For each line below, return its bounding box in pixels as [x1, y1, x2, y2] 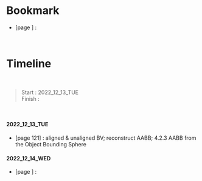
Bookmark [6, 4, 60, 18]
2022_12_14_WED [6, 154, 51, 162]
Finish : [21, 95, 40, 102]
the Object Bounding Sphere [15, 141, 87, 148]
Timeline [6, 57, 52, 70]
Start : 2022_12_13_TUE [21, 89, 79, 96]
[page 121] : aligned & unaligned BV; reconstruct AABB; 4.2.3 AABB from [15, 134, 197, 142]
